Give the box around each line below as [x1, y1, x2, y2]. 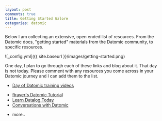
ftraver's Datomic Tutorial [12, 92, 63, 98]
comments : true [5, 12, 36, 16]
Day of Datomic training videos [12, 83, 74, 89]
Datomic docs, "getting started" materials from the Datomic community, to [5, 39, 154, 45]
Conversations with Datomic [12, 102, 69, 108]
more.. [12, 112, 25, 118]
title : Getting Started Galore [5, 16, 68, 21]
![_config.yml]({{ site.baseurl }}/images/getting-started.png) [5, 54, 125, 60]
